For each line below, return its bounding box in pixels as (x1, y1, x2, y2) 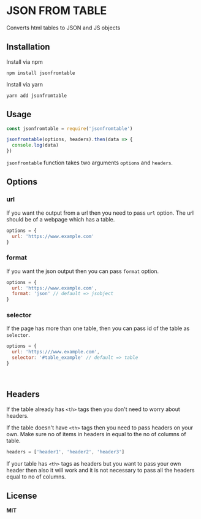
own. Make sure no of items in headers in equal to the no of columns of (6, 430, 186, 437)
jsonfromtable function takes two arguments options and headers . (6, 159, 173, 166)
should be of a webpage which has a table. (6, 215, 115, 223)
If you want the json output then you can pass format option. (6, 267, 159, 275)
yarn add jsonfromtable (6, 93, 67, 99)
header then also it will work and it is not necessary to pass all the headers (6, 466, 195, 474)
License (6, 491, 37, 501)
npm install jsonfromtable (6, 70, 75, 76)
